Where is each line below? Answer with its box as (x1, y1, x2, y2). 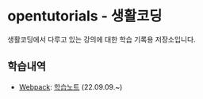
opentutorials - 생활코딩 (7, 7, 163, 25)
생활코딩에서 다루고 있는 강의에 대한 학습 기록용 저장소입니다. (7, 35, 196, 44)
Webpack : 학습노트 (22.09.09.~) (18, 82, 123, 91)
